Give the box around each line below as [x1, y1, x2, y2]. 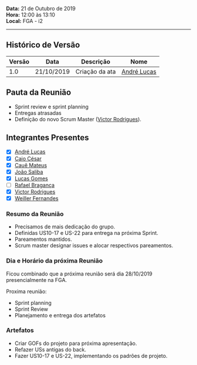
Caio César [14, 155, 42, 162]
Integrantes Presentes [6, 132, 89, 143]
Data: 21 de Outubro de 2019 [6, 5, 76, 12]
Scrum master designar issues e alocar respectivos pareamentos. [14, 242, 174, 249]
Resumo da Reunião [6, 210, 64, 218]
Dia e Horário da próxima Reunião [6, 257, 103, 265]
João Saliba [14, 168, 43, 175]
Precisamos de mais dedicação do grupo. [14, 223, 116, 230]
